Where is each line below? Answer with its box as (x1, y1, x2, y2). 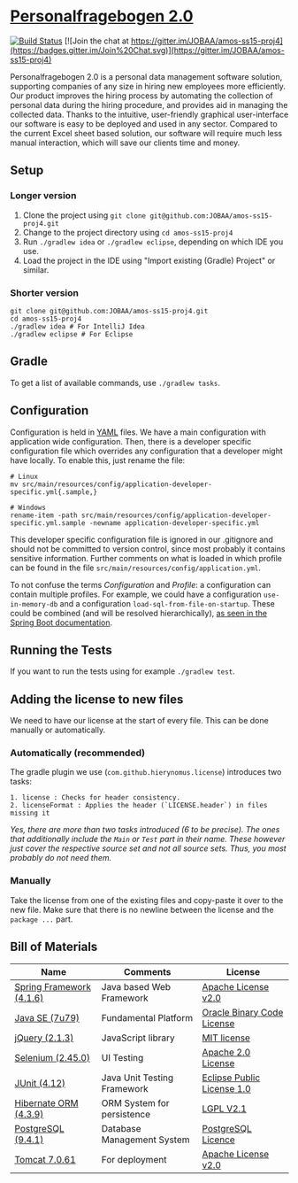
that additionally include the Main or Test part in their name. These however (10, 834, 286, 845)
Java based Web (101, 980, 172, 993)
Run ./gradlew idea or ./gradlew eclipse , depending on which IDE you (22, 236, 284, 247)
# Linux (10, 472, 39, 481)
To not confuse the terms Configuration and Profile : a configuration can (10, 579, 271, 590)
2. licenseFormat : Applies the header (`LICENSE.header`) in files (10, 801, 268, 810)
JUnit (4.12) (14, 1077, 65, 1089)
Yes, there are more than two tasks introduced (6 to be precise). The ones (10, 824, 280, 835)
